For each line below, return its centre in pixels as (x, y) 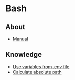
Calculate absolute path (37, 72)
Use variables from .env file (41, 67)
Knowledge (23, 55)
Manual (20, 39)
